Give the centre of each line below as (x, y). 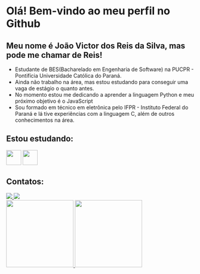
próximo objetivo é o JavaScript (54, 101)
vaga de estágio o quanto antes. (54, 88)
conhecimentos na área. (44, 120)
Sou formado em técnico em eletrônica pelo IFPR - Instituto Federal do (101, 107)
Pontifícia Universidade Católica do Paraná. (68, 76)
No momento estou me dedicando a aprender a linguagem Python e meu (104, 95)
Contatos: (25, 182)
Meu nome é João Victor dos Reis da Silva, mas (96, 46)
